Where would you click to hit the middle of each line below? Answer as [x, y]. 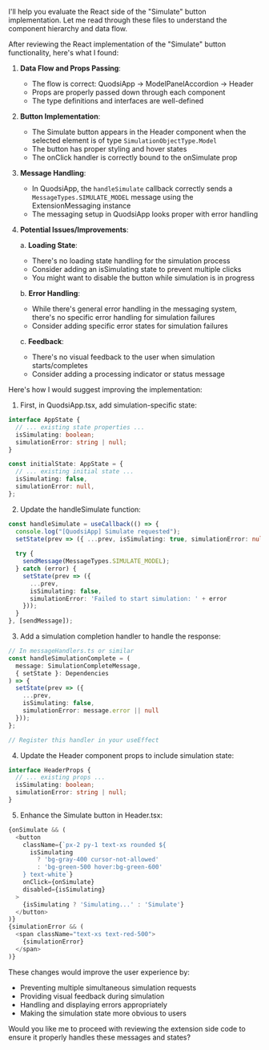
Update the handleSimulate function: [80, 509]
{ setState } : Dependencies [62, 673]
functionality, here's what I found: [64, 53]
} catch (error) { [46, 569]
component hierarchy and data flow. [68, 28]
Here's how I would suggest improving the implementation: [105, 389]
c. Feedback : [42, 341]
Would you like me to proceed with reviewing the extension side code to [127, 1028]
